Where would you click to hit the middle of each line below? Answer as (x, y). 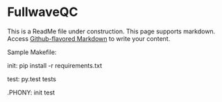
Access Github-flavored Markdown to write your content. (89, 38)
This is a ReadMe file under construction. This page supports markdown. (111, 31)
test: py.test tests (32, 79)
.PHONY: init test (31, 92)
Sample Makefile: (32, 52)
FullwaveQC (43, 12)
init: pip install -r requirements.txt (55, 65)
